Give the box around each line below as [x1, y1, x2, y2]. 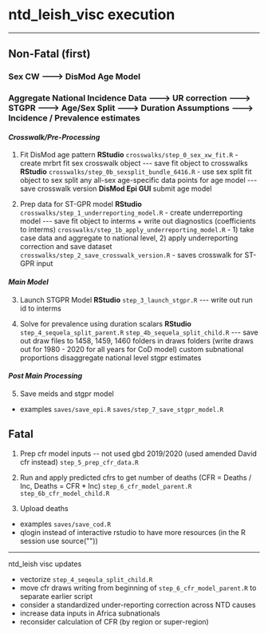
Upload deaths [19, 503, 69, 513]
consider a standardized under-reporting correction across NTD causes [19, 600, 257, 609]
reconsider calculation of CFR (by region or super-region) [19, 616, 209, 626]
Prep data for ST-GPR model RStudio [19, 200, 142, 209]
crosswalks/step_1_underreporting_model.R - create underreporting [19, 208, 243, 217]
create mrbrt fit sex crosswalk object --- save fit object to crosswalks [19, 158, 249, 168]
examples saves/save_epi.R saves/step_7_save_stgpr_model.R [19, 404, 224, 414]
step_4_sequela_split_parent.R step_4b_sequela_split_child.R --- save [19, 327, 258, 337]
